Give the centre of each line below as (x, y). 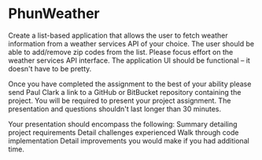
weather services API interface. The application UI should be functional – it (129, 60)
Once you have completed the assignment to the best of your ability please (130, 84)
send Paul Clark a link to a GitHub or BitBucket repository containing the (125, 92)
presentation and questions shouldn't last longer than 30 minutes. (115, 109)
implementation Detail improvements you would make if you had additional (129, 140)
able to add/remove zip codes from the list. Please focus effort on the (121, 52)
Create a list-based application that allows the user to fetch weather (118, 35)
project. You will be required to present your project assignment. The (120, 100)
